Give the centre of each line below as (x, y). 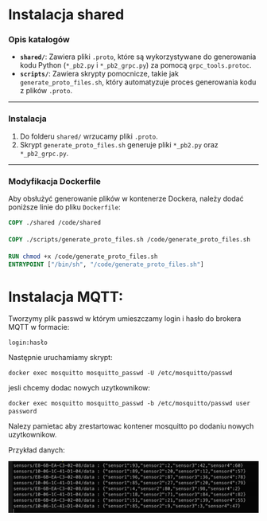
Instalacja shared (66, 15)
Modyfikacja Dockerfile (54, 181)
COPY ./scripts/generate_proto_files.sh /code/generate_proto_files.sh (129, 239)
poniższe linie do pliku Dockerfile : (64, 207)
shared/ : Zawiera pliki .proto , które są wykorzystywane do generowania (138, 57)
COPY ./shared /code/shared (55, 223)
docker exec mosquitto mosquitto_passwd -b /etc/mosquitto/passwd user (129, 404)
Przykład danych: (37, 450)
